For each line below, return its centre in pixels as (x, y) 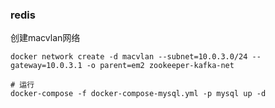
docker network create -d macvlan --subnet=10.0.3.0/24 (129, 57)
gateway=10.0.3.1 (46, 66)
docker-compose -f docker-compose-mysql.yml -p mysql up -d (138, 94)
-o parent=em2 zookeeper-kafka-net (160, 66)
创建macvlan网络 (45, 38)
